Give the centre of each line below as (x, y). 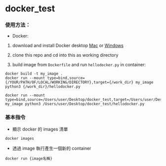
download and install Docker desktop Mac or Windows (68, 45)
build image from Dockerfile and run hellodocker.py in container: (79, 65)
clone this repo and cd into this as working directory (65, 55)
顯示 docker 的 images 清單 (40, 129)
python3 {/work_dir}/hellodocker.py (43, 87)
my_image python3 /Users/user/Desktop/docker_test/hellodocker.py (75, 104)
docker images (20, 138)
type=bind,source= (66, 78)
